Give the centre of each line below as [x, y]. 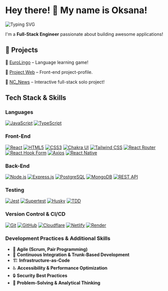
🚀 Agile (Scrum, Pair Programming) [50, 249]
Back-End [17, 165]
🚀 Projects [22, 50]
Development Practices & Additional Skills [58, 238]
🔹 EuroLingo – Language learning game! [47, 62]
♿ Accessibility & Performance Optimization [60, 268]
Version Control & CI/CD [35, 214]
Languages [19, 112]
